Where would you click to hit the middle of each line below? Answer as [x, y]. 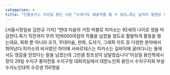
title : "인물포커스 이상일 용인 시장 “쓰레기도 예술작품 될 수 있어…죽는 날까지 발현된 [83, 15]
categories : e [20, 10]
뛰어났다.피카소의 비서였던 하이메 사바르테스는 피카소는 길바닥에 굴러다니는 [79, 48]
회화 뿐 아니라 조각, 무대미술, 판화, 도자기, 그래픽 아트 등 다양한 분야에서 [91, 42]
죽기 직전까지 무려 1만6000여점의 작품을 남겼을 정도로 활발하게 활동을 [87, 36]
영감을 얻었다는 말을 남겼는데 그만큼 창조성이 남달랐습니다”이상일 [78, 55]
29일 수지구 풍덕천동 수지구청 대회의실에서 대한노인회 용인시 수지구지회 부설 [90, 61]
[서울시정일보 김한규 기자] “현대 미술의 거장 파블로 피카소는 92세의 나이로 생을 [82, 29]
